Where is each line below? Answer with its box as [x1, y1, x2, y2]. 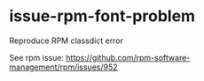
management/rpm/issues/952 [9, 62, 118, 72]
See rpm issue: [9, 52, 65, 63]
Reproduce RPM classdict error [9, 35, 124, 46]
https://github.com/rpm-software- [66, 52, 191, 63]
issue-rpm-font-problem [9, 6, 196, 26]
